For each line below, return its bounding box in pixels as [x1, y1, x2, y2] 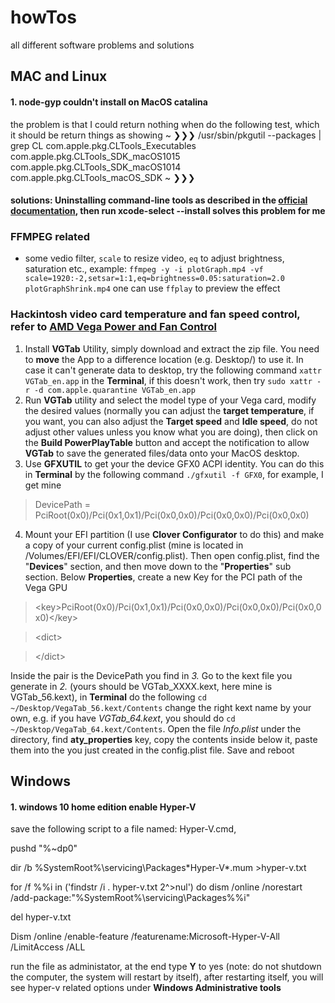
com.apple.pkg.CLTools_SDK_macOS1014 [10, 161, 182, 173]
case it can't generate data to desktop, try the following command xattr [24, 364, 322, 376]
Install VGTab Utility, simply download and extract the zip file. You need [24, 342, 320, 355]
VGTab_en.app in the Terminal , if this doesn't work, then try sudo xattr [24, 374, 313, 386]
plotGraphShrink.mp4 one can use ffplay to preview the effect [24, 282, 281, 295]
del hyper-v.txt [10, 911, 72, 923]
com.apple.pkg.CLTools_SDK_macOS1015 [10, 150, 181, 162]
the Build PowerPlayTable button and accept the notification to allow [24, 436, 310, 448]
